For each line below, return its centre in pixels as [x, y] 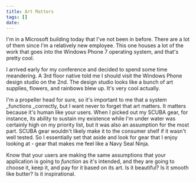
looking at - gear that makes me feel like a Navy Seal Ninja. [78, 144]
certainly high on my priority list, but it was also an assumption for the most [98, 125]
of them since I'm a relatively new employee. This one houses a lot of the [95, 45]
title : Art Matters [30, 12]
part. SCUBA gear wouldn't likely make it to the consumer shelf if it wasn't [96, 131]
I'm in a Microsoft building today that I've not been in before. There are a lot [98, 40]
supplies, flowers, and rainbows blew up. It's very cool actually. [83, 89]
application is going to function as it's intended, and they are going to [91, 161]
